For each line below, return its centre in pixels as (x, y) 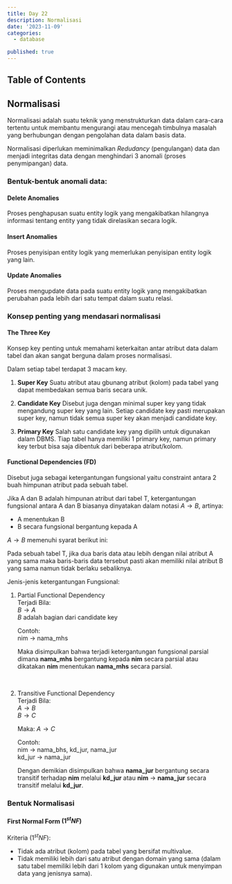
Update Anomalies (35, 276)
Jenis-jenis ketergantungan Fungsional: (63, 582)
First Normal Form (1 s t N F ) (44, 820)
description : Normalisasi (44, 20)
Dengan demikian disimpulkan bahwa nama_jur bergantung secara (113, 771)
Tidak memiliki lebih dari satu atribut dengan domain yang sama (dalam (119, 858)
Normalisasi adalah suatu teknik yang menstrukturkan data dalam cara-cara (115, 120)
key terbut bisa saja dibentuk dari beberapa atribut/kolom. (100, 446)
